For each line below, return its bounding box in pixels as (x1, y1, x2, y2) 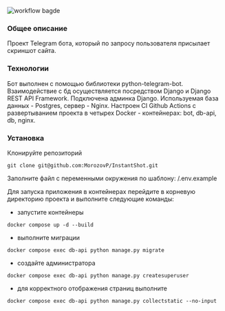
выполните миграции (17, 233, 81, 242)
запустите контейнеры (17, 208, 84, 216)
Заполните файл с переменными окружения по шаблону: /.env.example (7, 174, 217, 182)
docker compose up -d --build (7, 221, 94, 228)
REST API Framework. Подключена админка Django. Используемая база (7, 94, 219, 103)
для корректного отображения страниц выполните (17, 284, 167, 292)
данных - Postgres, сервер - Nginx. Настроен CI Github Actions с (7, 101, 196, 109)
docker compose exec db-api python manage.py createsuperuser (7, 272, 189, 279)
